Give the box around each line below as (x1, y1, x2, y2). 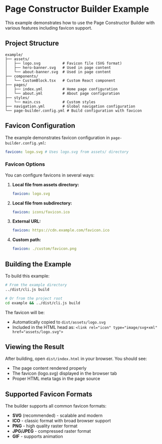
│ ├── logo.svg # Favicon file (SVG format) (5, 60, 122, 66)
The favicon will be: (5, 309, 45, 315)
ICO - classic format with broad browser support (12, 418, 111, 424)
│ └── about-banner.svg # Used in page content (5, 69, 111, 74)
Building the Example (5, 260, 71, 268)
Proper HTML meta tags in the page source (12, 376, 100, 382)
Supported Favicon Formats (5, 390, 93, 398)
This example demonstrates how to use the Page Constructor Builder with (5, 20, 155, 26)
